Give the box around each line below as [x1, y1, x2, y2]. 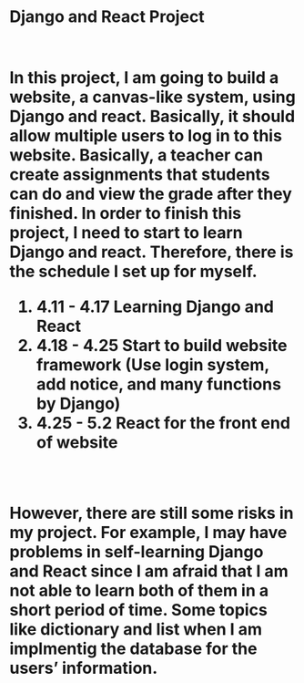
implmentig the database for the [9, 638, 258, 659]
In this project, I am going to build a [9, 67, 279, 88]
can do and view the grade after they [9, 184, 293, 204]
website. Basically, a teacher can [9, 145, 264, 166]
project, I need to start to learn [9, 222, 243, 243]
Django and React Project [9, 6, 205, 27]
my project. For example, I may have [9, 523, 288, 543]
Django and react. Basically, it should [9, 107, 296, 127]
